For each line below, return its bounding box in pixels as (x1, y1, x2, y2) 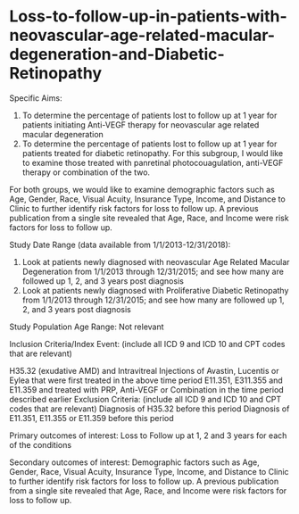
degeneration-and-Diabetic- (9, 45, 225, 64)
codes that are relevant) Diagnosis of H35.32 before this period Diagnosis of (9, 403, 290, 414)
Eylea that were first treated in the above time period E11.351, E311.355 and (9, 375, 283, 385)
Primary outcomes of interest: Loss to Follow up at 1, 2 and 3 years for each (9, 430, 287, 441)
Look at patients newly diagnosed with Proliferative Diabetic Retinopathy (21, 285, 289, 295)
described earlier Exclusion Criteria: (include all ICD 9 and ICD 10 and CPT (9, 394, 282, 404)
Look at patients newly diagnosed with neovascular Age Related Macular (21, 256, 290, 267)
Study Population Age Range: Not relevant (9, 321, 164, 332)
